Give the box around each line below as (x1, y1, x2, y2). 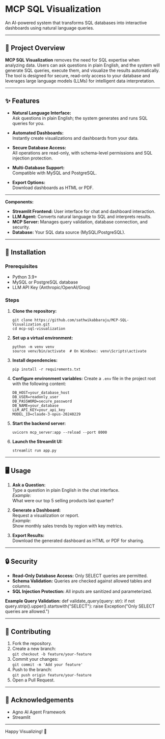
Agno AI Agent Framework (12, 709, 66, 715)
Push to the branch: (12, 666, 53, 673)
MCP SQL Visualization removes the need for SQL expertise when (5, 57, 140, 63)
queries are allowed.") (5, 609, 50, 614)
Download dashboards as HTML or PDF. (12, 185, 94, 191)
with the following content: (12, 381, 66, 386)
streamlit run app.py (12, 448, 56, 453)
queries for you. (12, 120, 45, 126)
